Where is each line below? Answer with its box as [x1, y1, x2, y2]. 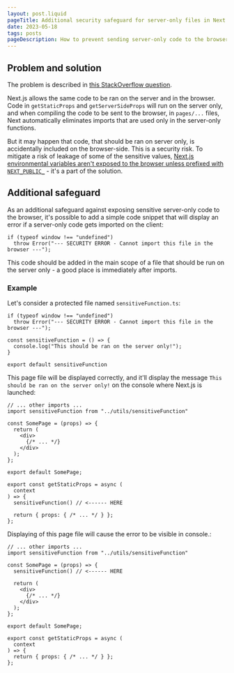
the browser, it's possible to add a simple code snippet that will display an [7, 213, 219, 221]
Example [7, 283, 38, 293]
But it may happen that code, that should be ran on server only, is [7, 137, 195, 145]
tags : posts [7, 29, 42, 37]
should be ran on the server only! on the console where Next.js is [7, 381, 203, 389]
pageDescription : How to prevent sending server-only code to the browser [7, 36, 229, 43]
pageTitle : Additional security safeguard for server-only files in [7, 17, 210, 24]
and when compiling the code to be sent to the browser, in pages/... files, [7, 109, 220, 117]
